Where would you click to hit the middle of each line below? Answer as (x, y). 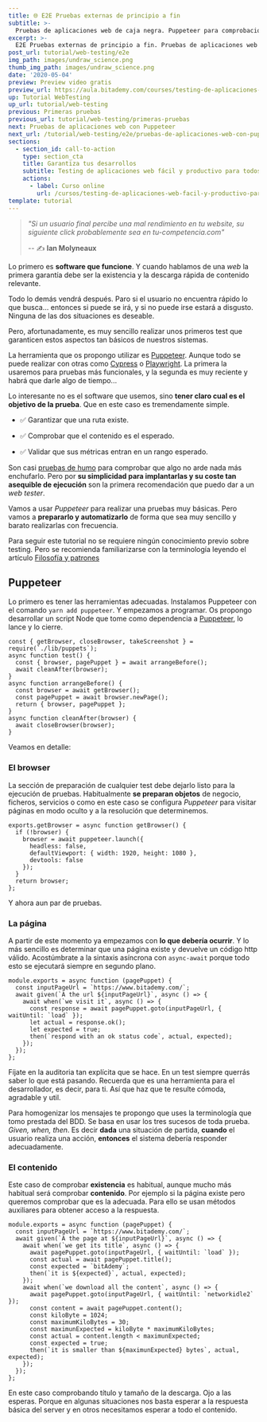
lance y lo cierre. (36, 627)
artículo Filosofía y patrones (54, 558)
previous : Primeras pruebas (55, 112)
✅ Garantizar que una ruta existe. (74, 420)
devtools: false (56, 860)
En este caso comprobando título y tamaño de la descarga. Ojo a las (120, 1393)
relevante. (25, 283)
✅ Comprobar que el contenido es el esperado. (97, 436)
